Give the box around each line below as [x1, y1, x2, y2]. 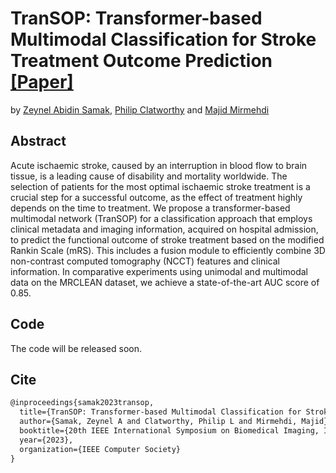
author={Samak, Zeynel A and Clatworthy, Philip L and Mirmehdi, [19, 417, 298, 427]
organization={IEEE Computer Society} [19, 444, 182, 454]
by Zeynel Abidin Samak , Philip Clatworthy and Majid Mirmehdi [10, 103, 270, 116]
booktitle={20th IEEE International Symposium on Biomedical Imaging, [19, 426, 320, 436]
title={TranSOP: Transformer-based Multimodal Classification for [19, 407, 302, 417]
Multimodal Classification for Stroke [10, 28, 317, 51]
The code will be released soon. [10, 342, 143, 354]
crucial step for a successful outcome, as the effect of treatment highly [10, 191, 303, 203]
